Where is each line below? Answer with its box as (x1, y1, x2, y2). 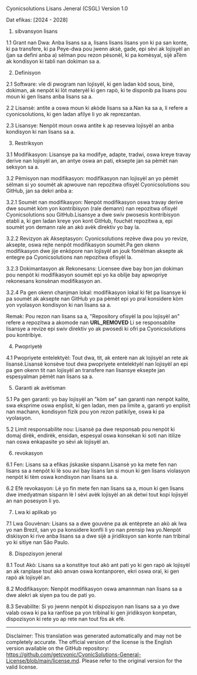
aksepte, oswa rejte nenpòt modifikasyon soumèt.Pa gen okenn (6, 241, 160, 248)
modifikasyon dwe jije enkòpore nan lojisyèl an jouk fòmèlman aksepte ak (6, 248, 184, 254)
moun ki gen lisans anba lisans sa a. (6, 93, 93, 100)
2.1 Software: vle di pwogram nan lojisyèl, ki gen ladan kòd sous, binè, (6, 80, 175, 87)
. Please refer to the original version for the (79, 657, 183, 664)
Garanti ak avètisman (14, 384, 66, 391)
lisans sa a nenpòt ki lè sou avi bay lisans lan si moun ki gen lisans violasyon (6, 467, 191, 474)
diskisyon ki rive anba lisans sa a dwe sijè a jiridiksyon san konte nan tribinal (6, 532, 190, 539)
